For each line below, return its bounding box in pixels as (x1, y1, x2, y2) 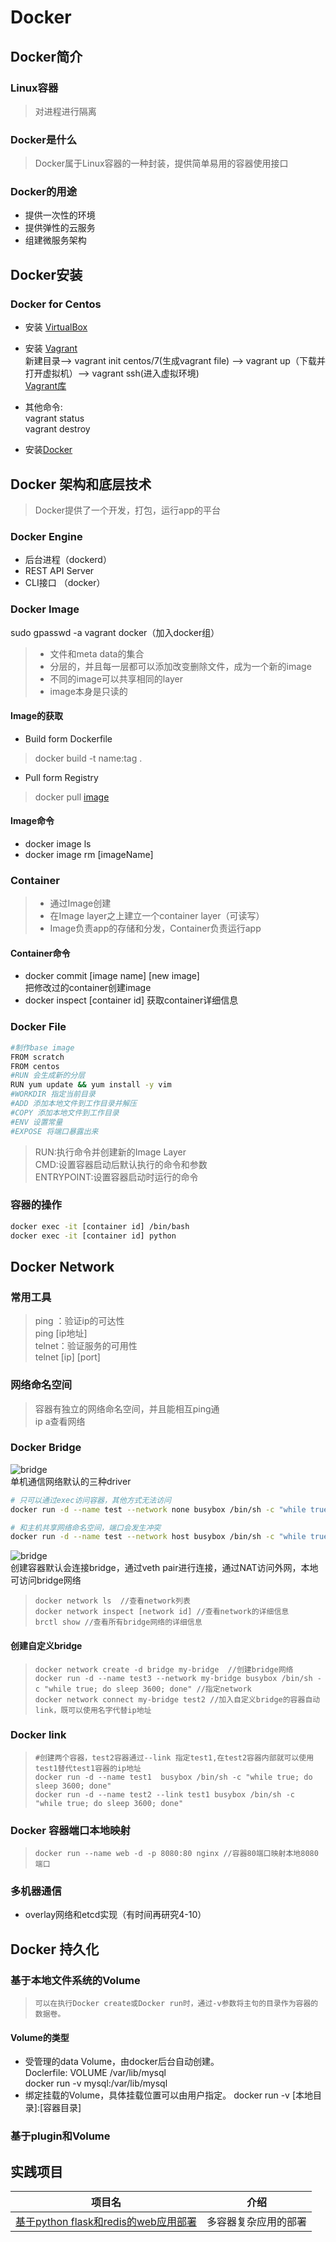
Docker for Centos (10, 297, 102, 311)
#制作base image (10, 1042, 75, 1053)
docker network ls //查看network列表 (34, 1596, 191, 1606)
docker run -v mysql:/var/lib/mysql (24, 2077, 168, 2090)
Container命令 (10, 947, 71, 959)
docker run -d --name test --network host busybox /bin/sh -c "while (10, 1532, 307, 1542)
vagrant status (24, 412, 85, 425)
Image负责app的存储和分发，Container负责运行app (49, 922, 262, 935)
